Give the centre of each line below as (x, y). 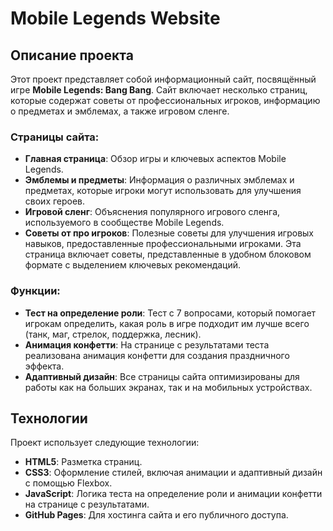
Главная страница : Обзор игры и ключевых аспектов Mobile (155, 159)
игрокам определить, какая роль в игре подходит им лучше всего (167, 323)
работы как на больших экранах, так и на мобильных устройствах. (168, 387)
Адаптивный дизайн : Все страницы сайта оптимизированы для (162, 376)
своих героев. (55, 201)
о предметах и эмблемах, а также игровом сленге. (120, 111)
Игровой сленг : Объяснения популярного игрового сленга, (152, 212)
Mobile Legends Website (115, 18)
